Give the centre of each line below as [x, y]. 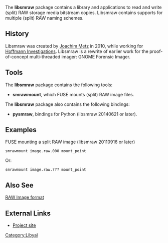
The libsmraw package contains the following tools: [59, 85]
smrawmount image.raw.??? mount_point [46, 170]
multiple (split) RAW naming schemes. [44, 18]
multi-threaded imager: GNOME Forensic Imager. [80, 56]
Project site [24, 225]
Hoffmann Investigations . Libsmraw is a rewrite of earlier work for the [77, 51]
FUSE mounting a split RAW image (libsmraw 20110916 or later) [70, 142]
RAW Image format [25, 197]
